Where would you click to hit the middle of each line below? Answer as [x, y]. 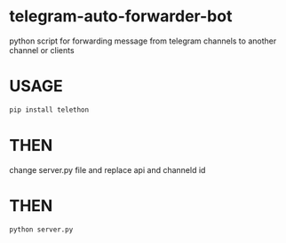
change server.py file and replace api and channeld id [107, 169]
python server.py [41, 229]
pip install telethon [49, 110]
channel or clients [42, 50]
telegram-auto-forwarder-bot [121, 16]
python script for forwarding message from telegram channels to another [143, 41]
